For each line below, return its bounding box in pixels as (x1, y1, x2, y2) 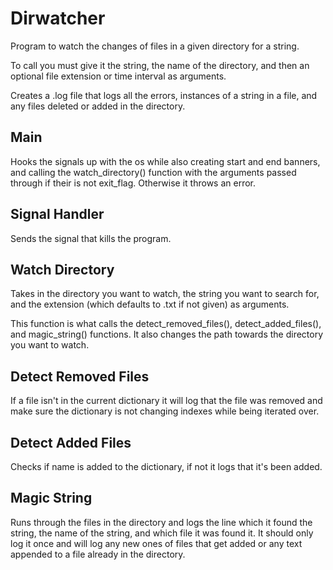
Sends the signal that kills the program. (10, 232, 172, 244)
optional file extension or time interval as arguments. (10, 70, 227, 82)
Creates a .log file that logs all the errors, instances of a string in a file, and (10, 89, 318, 101)
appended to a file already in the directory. (10, 548, 186, 560)
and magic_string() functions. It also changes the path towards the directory (10, 328, 324, 341)
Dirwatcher (10, 7, 106, 30)
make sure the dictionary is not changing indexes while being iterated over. (10, 405, 320, 417)
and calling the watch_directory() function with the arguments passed (10, 166, 297, 178)
